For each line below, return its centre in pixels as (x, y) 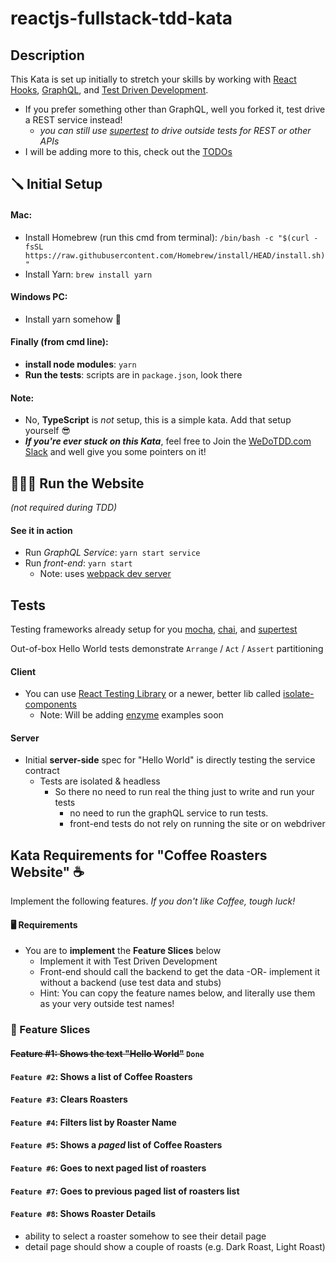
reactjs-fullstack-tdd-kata (121, 18)
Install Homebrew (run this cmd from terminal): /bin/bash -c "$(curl (167, 237)
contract (42, 771)
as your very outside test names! (107, 1004)
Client (23, 671)
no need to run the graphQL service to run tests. (169, 813)
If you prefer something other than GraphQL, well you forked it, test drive (175, 109)
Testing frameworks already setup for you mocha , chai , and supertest (154, 629)
